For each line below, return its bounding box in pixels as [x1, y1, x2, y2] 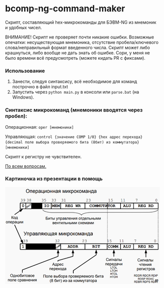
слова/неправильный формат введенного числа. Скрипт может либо [5, 44, 150, 50]
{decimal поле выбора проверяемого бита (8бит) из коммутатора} [5, 140, 139, 144]
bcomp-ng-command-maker [5, 3, 125, 14]
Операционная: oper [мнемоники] [5, 124, 74, 130]
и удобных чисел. [5, 24, 42, 30]
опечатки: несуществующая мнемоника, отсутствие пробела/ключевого [5, 39, 159, 45]
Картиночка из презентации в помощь [5, 176, 103, 182]
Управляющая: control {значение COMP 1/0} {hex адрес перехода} [5, 134, 143, 140]
